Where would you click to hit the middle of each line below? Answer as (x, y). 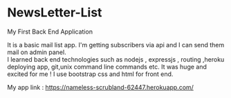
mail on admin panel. (37, 52)
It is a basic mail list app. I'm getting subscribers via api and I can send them (116, 45)
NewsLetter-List (55, 13)
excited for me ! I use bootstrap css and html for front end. (90, 74)
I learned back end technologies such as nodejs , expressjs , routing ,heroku (116, 59)
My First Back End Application (50, 32)
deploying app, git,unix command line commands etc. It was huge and (107, 66)
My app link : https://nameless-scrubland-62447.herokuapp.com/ (100, 87)
